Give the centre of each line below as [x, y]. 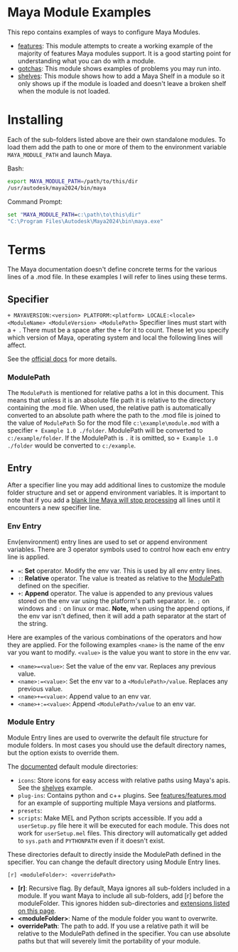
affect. [17, 345]
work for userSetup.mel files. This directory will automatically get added [123, 833]
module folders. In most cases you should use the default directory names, [117, 745]
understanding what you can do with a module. [87, 60]
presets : [30, 810]
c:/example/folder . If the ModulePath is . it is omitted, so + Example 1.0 [113, 438]
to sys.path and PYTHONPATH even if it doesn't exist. [91, 840]
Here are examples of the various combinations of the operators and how [115, 637]
